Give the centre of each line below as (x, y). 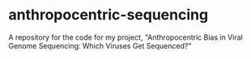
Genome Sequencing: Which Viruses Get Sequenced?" (100, 45)
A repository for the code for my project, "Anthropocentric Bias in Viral (125, 37)
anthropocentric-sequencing (108, 15)
